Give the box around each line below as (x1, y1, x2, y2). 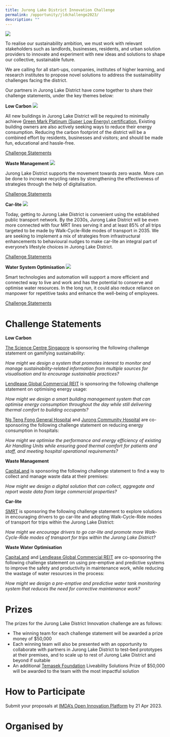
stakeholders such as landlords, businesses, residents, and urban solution (5, 46, 161, 52)
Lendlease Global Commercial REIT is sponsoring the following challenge (5, 380, 159, 387)
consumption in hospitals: (5, 427, 60, 433)
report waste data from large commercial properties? (5, 488, 117, 495)
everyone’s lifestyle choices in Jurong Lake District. (5, 244, 114, 250)
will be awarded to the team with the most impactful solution (12, 668, 139, 674)
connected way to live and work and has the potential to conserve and (5, 280, 153, 286)
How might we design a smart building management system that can (5, 396, 151, 402)
